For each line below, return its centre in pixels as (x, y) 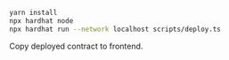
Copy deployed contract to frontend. (76, 46)
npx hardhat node (41, 21)
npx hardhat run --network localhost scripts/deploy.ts (115, 29)
